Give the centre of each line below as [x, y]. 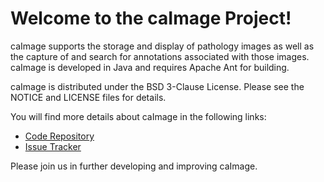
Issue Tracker [53, 146]
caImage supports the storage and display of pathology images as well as [162, 46]
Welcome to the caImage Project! [151, 18]
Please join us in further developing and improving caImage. [134, 166]
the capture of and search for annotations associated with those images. [160, 56]
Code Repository [59, 136]
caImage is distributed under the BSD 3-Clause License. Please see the [157, 86]
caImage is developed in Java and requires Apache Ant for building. [150, 67]
